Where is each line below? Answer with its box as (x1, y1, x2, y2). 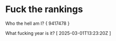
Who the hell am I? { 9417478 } (5, 20, 70, 26)
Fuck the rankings (5, 4, 83, 15)
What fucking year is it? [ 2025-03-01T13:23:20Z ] (5, 30, 111, 36)
